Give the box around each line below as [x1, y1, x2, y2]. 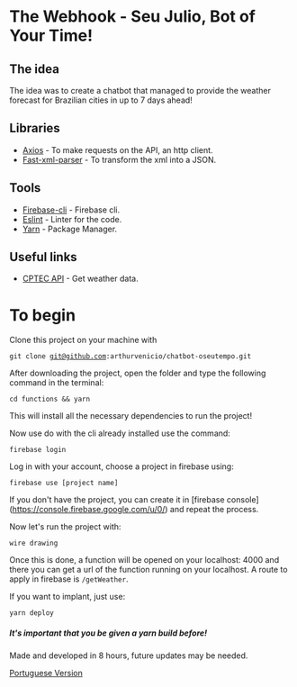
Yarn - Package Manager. [22, 223, 118, 234]
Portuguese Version [9, 668, 83, 679]
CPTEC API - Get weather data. [22, 273, 139, 285]
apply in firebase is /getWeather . [9, 574, 129, 584]
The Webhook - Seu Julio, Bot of [9, 6, 256, 27]
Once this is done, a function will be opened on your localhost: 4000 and [9, 555, 280, 565]
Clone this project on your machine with [9, 335, 157, 346]
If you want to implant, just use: [9, 592, 126, 602]
